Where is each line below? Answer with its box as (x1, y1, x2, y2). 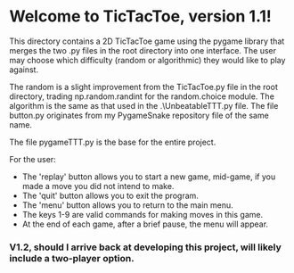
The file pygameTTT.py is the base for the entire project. (9, 136, 216, 147)
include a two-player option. (9, 252, 135, 264)
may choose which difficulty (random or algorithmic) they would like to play (9, 54, 286, 65)
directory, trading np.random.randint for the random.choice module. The (9, 91, 274, 102)
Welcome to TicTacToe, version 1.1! (9, 6, 272, 27)
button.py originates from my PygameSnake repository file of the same (9, 110, 269, 120)
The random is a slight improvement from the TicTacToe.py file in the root (9, 81, 278, 92)
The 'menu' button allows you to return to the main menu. (21, 199, 233, 211)
